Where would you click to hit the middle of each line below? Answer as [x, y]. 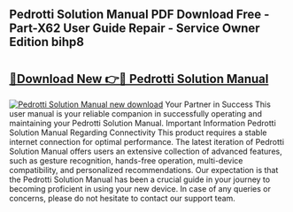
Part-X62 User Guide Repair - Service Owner [135, 29]
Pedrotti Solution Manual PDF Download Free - [139, 15]
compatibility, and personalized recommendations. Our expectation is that [144, 170]
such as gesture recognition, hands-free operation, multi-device [126, 161]
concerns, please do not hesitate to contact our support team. [123, 198]
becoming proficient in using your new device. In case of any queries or [140, 189]
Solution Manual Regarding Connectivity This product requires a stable [138, 132]
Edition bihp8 [46, 42]
